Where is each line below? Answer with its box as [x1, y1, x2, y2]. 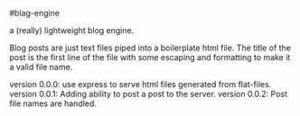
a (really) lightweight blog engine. [9, 25, 135, 35]
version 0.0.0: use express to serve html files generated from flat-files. [9, 79, 272, 89]
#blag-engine [9, 8, 61, 18]
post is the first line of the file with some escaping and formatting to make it [9, 52, 291, 62]
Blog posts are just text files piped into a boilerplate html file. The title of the [9, 42, 292, 53]
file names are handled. [9, 98, 98, 109]
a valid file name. [9, 62, 73, 72]
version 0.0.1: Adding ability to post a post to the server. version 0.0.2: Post [9, 89, 287, 99]
